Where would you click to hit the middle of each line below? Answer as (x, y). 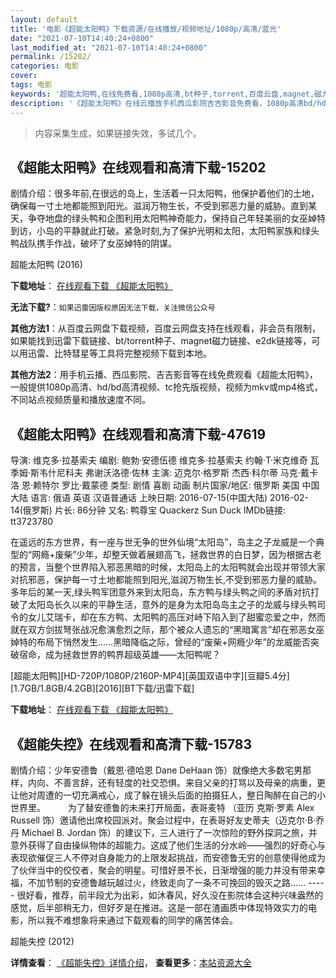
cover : (24, 76)
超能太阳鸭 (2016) (46, 265)
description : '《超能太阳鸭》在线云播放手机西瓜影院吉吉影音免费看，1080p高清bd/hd (168, 103)
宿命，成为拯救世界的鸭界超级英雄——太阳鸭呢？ (119, 655)
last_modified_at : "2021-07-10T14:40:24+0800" (109, 47)
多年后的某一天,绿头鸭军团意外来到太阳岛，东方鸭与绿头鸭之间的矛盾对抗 (161, 592)
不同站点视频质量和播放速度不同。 (80, 400)
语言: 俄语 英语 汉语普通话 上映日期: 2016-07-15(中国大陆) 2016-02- (169, 498)
